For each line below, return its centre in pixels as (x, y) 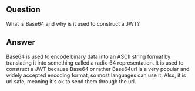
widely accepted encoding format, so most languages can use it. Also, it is (96, 75)
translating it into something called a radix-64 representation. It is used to (95, 63)
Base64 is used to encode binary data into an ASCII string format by (88, 56)
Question (23, 10)
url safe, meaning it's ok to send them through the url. (71, 81)
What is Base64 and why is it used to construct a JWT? (73, 23)
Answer (21, 43)
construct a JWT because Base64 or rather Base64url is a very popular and (98, 69)
